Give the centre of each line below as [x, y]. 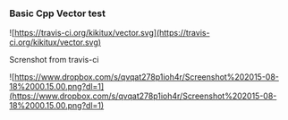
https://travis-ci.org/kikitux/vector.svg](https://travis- [112, 33]
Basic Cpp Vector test [57, 13]
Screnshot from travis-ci [54, 60]
